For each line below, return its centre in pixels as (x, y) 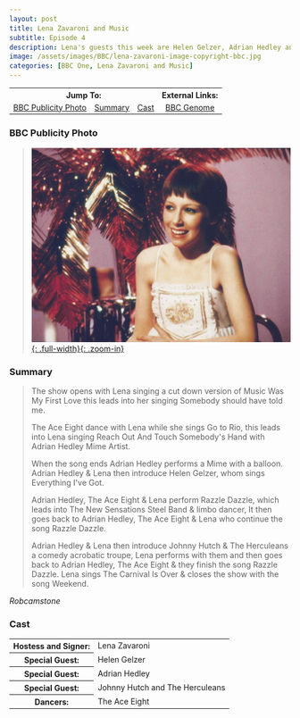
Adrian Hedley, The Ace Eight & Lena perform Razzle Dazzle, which (155, 499)
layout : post (33, 19)
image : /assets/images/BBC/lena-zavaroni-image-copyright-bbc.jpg (135, 57)
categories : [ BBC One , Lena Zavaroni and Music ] (101, 66)
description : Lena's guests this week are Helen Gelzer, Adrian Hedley (145, 47)
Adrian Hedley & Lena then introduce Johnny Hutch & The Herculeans (159, 546)
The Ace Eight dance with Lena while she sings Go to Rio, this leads (156, 427)
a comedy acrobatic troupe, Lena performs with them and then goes (157, 555)
